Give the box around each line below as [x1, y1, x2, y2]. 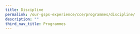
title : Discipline [5, 7, 43, 12]
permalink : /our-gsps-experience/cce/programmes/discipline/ [5, 12, 135, 17]
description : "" [5, 16, 39, 21]
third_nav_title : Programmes [5, 21, 66, 26]
